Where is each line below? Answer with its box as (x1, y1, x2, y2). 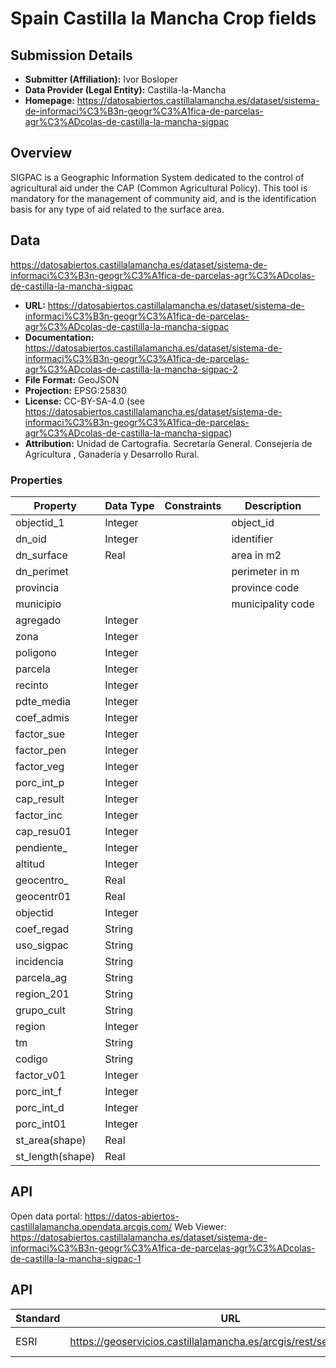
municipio (15, 597, 62, 611)
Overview (10, 145, 73, 162)
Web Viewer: (174, 1220, 227, 1232)
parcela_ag (15, 970, 68, 984)
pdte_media (15, 694, 72, 708)
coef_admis (15, 710, 70, 724)
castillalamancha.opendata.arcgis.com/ (10, 1220, 173, 1232)
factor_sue (15, 727, 66, 741)
